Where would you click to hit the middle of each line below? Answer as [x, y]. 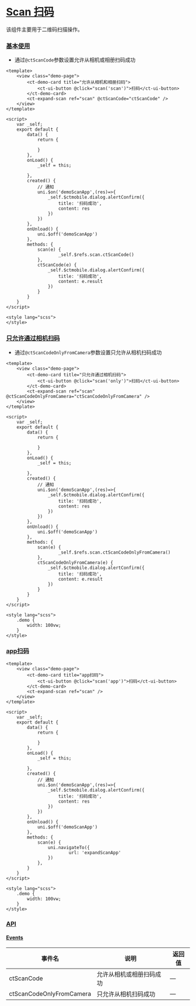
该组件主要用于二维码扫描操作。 [44, 29]
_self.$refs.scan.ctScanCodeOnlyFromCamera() [114, 552]
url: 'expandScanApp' [95, 852]
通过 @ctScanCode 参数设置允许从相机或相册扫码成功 [75, 60]
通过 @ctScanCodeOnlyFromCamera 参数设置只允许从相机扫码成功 [88, 352]
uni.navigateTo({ [69, 847]
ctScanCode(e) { [57, 265]
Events [15, 937]
